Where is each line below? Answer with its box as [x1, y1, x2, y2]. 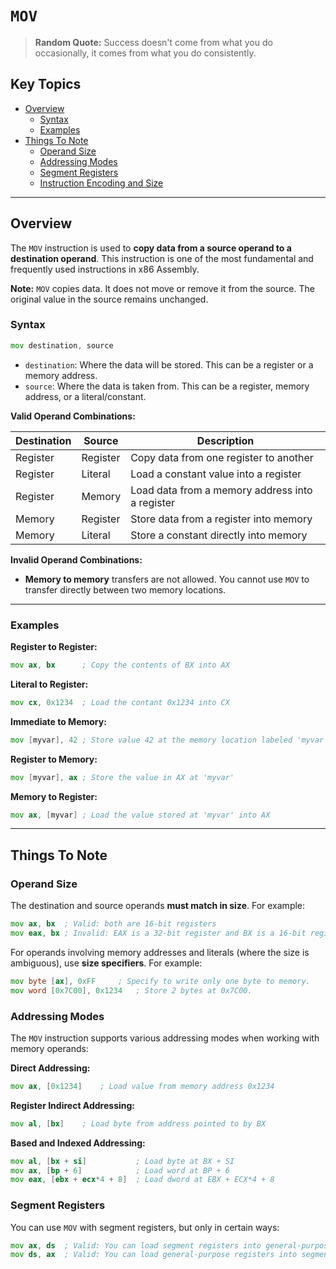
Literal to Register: [10, 678, 89, 690]
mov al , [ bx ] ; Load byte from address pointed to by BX [10, 1118, 267, 1129]
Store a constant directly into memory [130, 528, 308, 542]
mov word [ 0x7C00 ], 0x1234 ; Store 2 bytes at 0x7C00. [10, 985, 253, 996]
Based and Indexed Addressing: [10, 1137, 146, 1149]
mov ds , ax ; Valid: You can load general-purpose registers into [10, 1250, 298, 1260]
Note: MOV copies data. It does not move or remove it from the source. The [10, 282, 315, 294]
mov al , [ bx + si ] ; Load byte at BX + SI [10, 1156, 235, 1166]
